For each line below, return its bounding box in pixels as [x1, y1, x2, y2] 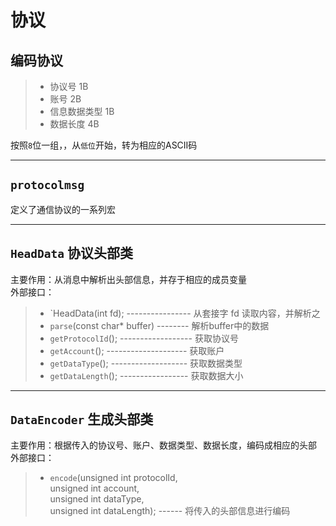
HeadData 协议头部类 [10, 245, 133, 262]
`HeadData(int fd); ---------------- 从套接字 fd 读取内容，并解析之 [49, 307, 321, 319]
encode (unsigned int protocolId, [49, 472, 178, 484]
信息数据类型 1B [49, 106, 115, 117]
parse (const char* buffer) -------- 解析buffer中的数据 [49, 319, 270, 331]
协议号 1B [49, 81, 89, 92]
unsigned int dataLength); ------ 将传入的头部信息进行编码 [49, 505, 291, 517]
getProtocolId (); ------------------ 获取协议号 [49, 332, 239, 344]
